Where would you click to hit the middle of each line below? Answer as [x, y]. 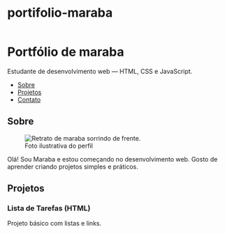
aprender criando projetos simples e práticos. [73, 166]
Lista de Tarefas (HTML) [49, 208]
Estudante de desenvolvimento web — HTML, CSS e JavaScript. [100, 71]
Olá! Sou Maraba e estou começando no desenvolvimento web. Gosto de [112, 159]
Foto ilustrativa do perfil [59, 146]
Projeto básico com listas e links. [55, 224]
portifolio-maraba [60, 13]
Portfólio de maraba [66, 52]
